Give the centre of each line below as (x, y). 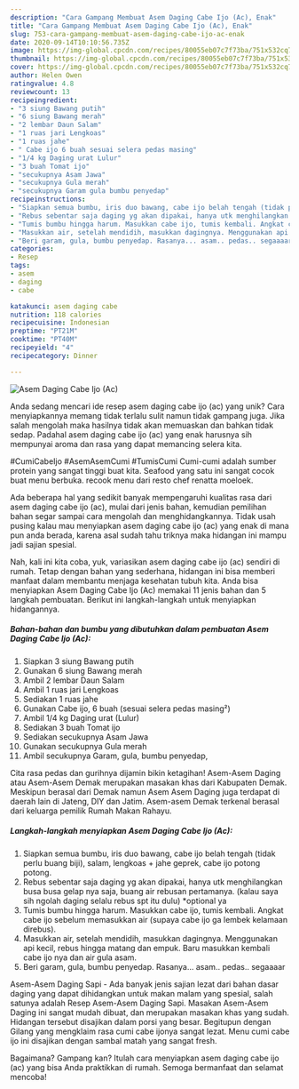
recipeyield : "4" (42, 348)
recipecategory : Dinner (54, 356)
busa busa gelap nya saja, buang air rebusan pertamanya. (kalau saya (150, 891)
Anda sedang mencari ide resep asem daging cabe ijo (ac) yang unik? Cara (147, 406)
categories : (32, 249)
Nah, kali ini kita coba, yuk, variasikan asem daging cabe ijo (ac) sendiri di (145, 562)
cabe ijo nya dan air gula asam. (79, 957)
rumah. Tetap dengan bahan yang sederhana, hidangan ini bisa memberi (143, 571)
